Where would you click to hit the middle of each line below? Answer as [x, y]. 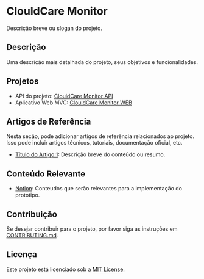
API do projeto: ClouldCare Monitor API [64, 96]
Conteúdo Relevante [46, 174]
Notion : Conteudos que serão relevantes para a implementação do [99, 189]
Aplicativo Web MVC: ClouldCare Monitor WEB [74, 103]
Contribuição [32, 214]
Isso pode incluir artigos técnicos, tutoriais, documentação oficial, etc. [94, 143]
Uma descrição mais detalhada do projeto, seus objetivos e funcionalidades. [102, 62]
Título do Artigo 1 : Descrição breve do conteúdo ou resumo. [90, 154]
